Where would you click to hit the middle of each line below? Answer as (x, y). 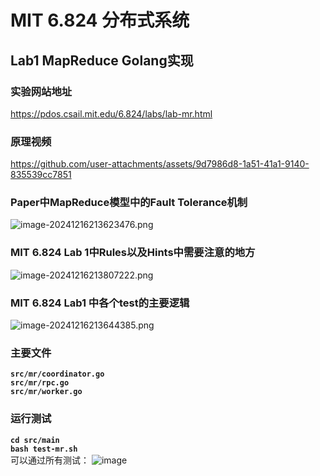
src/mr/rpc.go (40, 383)
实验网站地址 (41, 91)
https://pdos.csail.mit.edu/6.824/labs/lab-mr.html (111, 113)
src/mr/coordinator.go (57, 374)
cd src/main (35, 440)
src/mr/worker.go (46, 392)
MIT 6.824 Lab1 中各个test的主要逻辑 (100, 303)
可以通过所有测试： (50, 460)
